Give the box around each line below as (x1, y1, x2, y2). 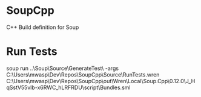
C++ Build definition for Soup (6, 23, 79, 31)
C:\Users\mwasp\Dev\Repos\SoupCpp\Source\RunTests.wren (6, 70, 160, 78)
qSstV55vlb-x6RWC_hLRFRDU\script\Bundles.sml (6, 84, 131, 91)
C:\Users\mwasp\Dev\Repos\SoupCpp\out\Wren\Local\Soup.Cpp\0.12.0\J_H (6, 77, 196, 84)
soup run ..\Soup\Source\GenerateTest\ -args (6, 64, 119, 72)
